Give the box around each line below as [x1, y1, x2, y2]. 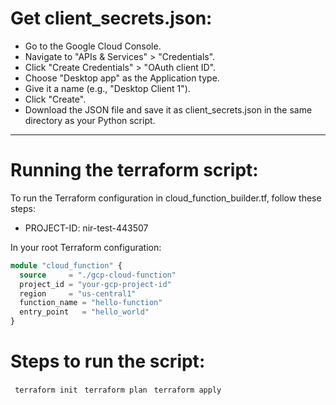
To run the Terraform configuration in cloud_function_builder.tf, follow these [10, 192, 322, 204]
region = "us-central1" [19, 288, 137, 299]
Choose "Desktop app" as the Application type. [24, 72, 220, 84]
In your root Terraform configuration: [10, 241, 162, 253]
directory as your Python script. [24, 114, 156, 126]
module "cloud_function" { [10, 260, 123, 271]
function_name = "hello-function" [19, 298, 163, 308]
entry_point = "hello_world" [19, 307, 150, 317]
